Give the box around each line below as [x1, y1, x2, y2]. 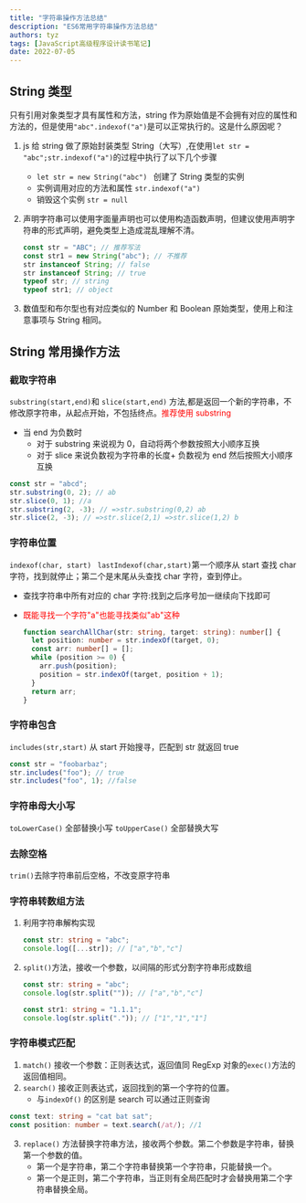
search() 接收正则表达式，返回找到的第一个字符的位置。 [22, 1082, 235, 1092]
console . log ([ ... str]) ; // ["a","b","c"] [22, 944, 184, 954]
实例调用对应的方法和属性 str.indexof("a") [36, 182, 201, 193]
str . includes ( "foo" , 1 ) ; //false [9, 776, 137, 786]
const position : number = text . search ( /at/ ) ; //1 [9, 1120, 203, 1129]
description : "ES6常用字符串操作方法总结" [9, 22, 158, 31]
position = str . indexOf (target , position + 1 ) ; [39, 670, 224, 679]
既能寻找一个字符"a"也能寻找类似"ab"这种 [22, 609, 180, 620]
